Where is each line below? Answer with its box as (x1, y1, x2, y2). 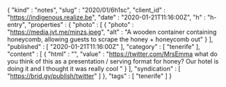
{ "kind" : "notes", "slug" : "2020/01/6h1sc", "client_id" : (7, 6, 166, 14)
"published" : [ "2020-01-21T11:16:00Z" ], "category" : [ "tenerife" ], (7, 43, 200, 50)
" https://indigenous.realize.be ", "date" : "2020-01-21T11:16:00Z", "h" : (7, 13, 207, 21)
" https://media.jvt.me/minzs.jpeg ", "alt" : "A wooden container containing (7, 28, 217, 36)
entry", (7, 21, 26, 28)
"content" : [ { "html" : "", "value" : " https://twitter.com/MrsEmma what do (7, 50, 218, 58)
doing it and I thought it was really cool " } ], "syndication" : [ (7, 65, 181, 72)
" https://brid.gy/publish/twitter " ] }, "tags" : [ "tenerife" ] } (7, 72, 172, 80)
